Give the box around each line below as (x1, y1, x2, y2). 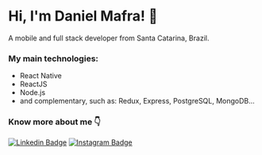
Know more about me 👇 (8, 116, 101, 127)
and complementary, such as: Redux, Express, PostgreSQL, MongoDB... (19, 96, 256, 106)
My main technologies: (8, 53, 99, 64)
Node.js (19, 88, 46, 97)
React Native (19, 71, 62, 81)
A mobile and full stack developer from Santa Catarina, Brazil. (8, 33, 210, 43)
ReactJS (19, 79, 48, 89)
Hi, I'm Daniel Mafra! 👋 (8, 7, 158, 25)
